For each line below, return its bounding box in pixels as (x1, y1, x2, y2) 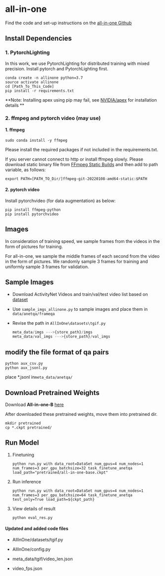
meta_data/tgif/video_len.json (12, 556, 73, 562)
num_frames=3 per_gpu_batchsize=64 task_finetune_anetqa (12, 492, 133, 498)
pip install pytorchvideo (5, 212, 58, 217)
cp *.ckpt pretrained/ (5, 425, 52, 430)
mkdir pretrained (5, 420, 41, 426)
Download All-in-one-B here (5, 402, 64, 407)
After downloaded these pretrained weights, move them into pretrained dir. (5, 411, 158, 417)
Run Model (5, 439, 39, 447)
